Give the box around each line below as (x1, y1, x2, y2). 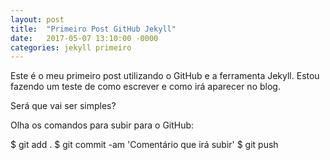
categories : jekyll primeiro (10, 42, 132, 53)
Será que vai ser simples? (10, 100, 117, 112)
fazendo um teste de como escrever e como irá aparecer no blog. (10, 81, 281, 93)
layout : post (10, 14, 65, 25)
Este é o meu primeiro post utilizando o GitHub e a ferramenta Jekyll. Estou (10, 70, 320, 82)
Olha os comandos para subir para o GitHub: (10, 119, 195, 131)
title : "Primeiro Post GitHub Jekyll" (10, 24, 177, 34)
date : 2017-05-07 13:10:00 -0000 (10, 33, 159, 43)
